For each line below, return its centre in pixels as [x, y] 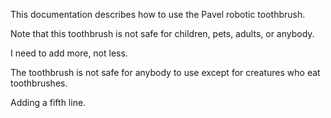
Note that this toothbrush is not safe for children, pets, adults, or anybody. [162, 33]
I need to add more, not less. [69, 53]
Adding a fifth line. [48, 102]
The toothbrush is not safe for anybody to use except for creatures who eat [165, 72]
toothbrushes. [39, 83]
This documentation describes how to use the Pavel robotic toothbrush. [158, 14]
